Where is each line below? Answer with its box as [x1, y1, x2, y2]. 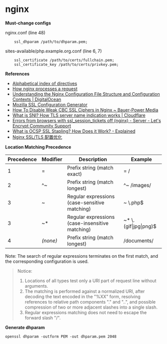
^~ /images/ [123, 181, 152, 188]
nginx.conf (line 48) [5, 29, 46, 35]
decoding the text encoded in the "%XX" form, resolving [24, 293, 141, 300]
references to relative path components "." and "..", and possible [24, 299, 156, 305]
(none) [41, 237, 58, 244]
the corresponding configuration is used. [5, 258, 89, 264]
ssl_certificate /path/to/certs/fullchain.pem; [14, 57, 114, 63]
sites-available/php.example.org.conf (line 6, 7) [5, 48, 102, 54]
